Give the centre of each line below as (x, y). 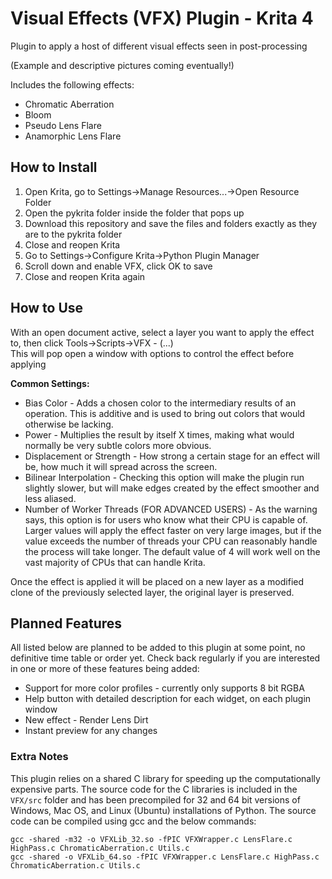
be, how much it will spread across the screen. (121, 466)
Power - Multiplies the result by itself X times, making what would (159, 434)
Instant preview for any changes (91, 731)
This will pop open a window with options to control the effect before (152, 353)
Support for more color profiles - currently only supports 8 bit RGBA (164, 688)
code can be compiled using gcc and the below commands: (133, 821)
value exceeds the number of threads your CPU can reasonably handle (171, 541)
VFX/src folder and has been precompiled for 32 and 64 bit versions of (155, 799)
